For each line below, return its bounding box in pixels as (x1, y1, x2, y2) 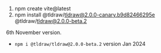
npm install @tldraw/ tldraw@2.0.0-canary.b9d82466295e (14, 11, 155, 18)
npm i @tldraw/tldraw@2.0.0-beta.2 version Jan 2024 (14, 41, 146, 47)
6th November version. (6, 29, 62, 36)
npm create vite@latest (14, 5, 71, 12)
